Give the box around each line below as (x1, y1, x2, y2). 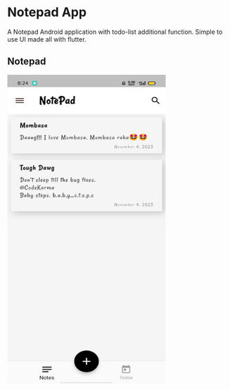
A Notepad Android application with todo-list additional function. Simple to (7, 28, 223, 36)
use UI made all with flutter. (7, 35, 87, 43)
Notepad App (7, 4, 87, 20)
